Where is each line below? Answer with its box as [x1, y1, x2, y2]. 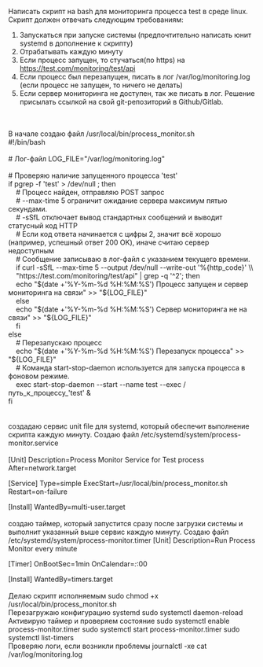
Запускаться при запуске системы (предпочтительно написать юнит [19, 31, 252, 39]
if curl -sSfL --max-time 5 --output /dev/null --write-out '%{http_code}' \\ [15, 263, 254, 272]
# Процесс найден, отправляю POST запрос [15, 188, 165, 197]
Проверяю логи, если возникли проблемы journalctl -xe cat [8, 641, 207, 650]
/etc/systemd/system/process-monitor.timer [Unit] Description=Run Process [8, 536, 256, 545]
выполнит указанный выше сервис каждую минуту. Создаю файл [8, 527, 229, 536]
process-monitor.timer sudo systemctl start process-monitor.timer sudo [8, 625, 240, 634]
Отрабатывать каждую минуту [19, 47, 123, 56]
